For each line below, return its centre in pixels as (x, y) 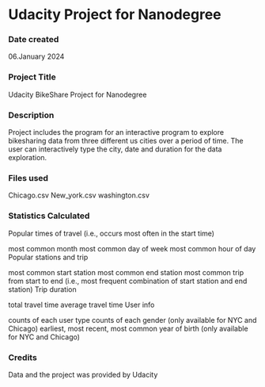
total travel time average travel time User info (81, 305)
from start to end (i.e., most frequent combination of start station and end (128, 281)
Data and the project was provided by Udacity (83, 374)
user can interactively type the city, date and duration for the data (115, 149)
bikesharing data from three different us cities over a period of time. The (126, 141)
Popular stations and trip (48, 257)
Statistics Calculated (49, 216)
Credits (23, 357)
